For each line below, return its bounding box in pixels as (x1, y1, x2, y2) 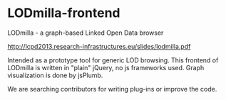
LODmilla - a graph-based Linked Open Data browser (7, 28, 164, 37)
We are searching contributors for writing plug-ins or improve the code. (7, 84, 217, 93)
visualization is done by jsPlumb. (7, 71, 103, 79)
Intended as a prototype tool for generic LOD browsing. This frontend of (7, 55, 219, 65)
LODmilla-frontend (7, 5, 120, 21)
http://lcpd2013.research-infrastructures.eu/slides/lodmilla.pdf (7, 42, 191, 50)
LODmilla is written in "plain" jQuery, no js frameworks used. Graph (7, 63, 205, 72)
